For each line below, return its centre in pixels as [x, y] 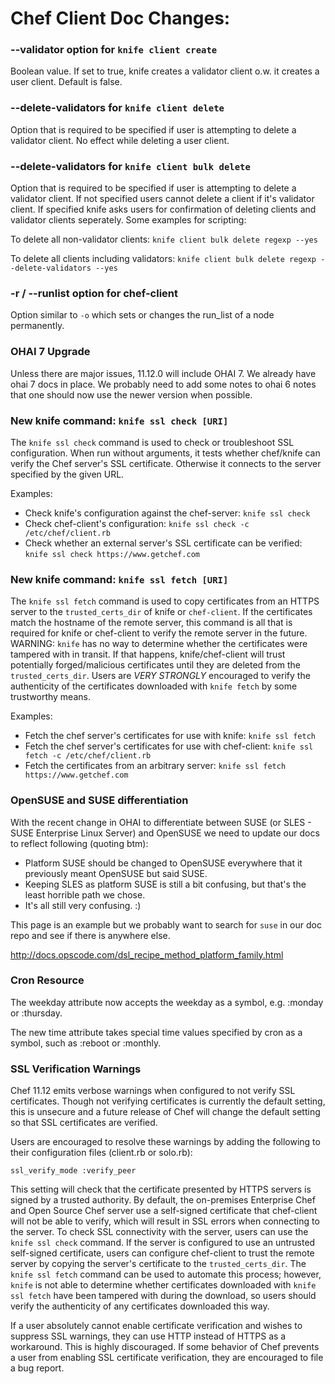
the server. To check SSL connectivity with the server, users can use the [159, 1232]
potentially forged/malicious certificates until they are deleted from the [155, 665]
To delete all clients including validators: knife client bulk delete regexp [163, 259]
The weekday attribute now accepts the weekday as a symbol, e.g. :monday [167, 1002]
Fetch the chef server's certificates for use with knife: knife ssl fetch [170, 736]
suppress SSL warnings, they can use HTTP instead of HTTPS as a [148, 1336]
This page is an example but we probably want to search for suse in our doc [166, 924]
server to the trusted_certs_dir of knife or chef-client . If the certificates [161, 612]
